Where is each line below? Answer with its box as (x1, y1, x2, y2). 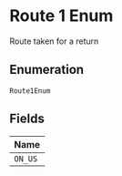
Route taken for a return (9, 36, 99, 47)
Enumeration (9, 62, 85, 78)
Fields (9, 111, 46, 127)
